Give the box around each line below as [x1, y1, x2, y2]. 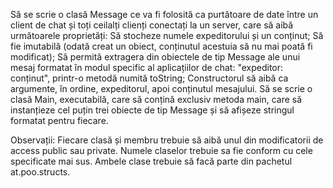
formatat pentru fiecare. [10, 115, 109, 126]
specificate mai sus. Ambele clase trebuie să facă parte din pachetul [10, 155, 293, 167]
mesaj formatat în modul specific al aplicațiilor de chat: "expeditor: [10, 62, 284, 73]
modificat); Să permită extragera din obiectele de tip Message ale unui [10, 51, 301, 63]
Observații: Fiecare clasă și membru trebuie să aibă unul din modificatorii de [10, 134, 324, 146]
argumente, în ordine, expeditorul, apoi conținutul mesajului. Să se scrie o [10, 83, 313, 94]
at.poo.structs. [10, 166, 71, 178]
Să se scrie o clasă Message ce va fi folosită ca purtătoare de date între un [10, 9, 319, 20]
